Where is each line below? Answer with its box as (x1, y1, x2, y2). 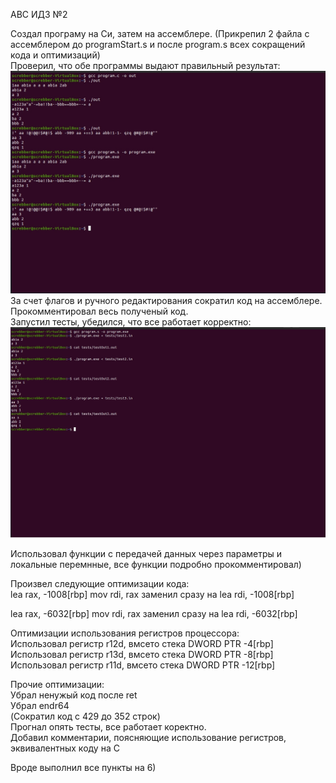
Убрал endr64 (10, 700, 70, 712)
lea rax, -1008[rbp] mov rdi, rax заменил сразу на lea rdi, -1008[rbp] (10, 589, 295, 601)
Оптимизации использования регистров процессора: (10, 627, 240, 639)
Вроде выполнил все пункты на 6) (10, 762, 157, 774)
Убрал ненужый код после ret (10, 689, 138, 701)
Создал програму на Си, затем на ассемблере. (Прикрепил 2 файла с (10, 28, 310, 39)
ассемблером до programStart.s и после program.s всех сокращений (10, 39, 306, 50)
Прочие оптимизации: (10, 679, 105, 691)
